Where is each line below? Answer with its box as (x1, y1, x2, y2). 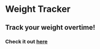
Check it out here (5, 38, 48, 45)
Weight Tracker (5, 3, 71, 15)
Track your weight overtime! (5, 23, 95, 32)
